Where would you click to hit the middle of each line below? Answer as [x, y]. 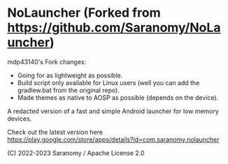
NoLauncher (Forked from [84, 13]
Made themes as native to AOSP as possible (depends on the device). [118, 97]
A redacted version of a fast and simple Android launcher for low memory [113, 111]
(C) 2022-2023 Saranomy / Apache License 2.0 [76, 153]
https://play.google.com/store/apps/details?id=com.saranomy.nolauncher [113, 139]
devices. [20, 118]
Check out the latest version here [55, 132]
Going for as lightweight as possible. [70, 75]
